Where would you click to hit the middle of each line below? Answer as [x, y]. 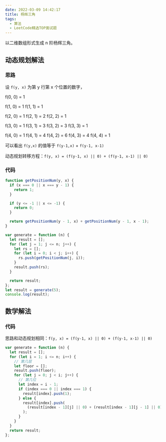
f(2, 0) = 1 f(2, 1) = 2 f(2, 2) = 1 [36, 116]
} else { [27, 398]
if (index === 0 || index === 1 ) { [55, 389]
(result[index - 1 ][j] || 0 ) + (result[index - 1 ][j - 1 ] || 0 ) [95, 407]
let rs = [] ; [27, 249]
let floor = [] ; [31, 366]
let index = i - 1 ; [38, 385]
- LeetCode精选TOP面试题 [33, 28]
